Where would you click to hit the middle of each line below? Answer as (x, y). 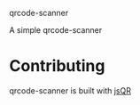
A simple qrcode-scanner (56, 30)
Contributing (57, 66)
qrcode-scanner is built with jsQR (70, 90)
